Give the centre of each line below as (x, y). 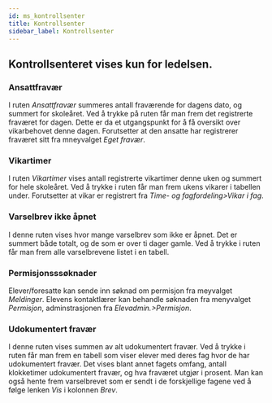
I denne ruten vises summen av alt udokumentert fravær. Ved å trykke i (127, 347)
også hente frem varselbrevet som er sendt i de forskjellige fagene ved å (130, 381)
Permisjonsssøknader (53, 273)
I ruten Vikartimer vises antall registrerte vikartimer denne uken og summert (135, 178)
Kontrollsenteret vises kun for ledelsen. (110, 64)
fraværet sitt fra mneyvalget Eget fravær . (77, 140)
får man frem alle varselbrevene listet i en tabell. (89, 252)
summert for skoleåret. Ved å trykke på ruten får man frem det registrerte (131, 114)
